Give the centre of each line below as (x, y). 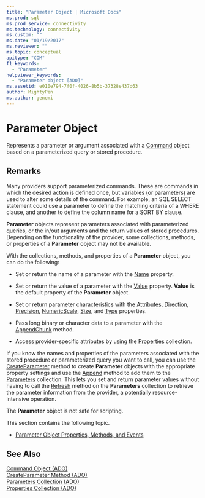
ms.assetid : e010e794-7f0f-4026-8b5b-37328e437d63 (72, 87)
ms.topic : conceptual (34, 52)
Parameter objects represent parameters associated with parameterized (98, 224)
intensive (18, 399)
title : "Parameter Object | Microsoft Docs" (64, 12)
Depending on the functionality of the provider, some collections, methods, (101, 237)
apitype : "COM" (26, 58)
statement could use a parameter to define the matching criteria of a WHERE (103, 205)
